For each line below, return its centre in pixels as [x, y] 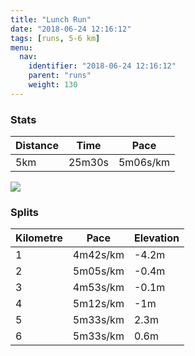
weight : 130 [53, 85]
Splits [24, 212]
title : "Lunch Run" [51, 19]
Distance [37, 146]
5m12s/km [98, 304]
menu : [21, 47]
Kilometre [39, 238]
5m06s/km [144, 163]
